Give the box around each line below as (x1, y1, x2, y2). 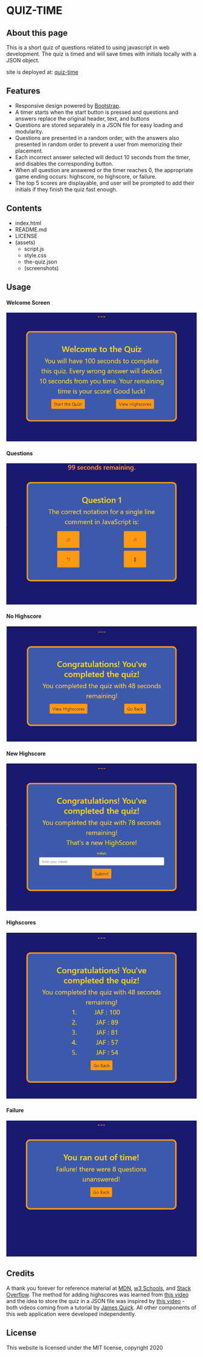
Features (6, 86, 40, 96)
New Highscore (6, 749, 47, 757)
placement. (14, 147, 43, 154)
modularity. (14, 128, 43, 135)
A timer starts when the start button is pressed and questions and (14, 108, 179, 116)
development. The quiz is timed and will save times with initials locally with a (6, 50, 196, 58)
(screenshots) (24, 264, 59, 271)
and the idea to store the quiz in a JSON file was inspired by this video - (6, 1297, 185, 1304)
